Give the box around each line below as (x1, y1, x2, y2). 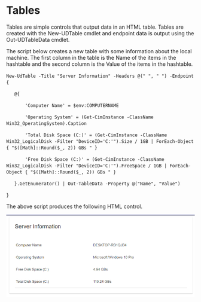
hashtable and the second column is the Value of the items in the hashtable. (6, 60, 193, 68)
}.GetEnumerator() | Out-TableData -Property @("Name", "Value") (14, 181, 181, 187)
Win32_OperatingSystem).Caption (6, 120, 87, 126)
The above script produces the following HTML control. (6, 203, 143, 210)
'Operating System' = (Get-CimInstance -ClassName (25, 114, 154, 120)
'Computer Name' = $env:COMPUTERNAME (25, 102, 119, 108)
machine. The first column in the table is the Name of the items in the (6, 54, 176, 61)
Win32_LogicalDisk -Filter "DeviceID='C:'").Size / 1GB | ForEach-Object (6, 138, 194, 144)
